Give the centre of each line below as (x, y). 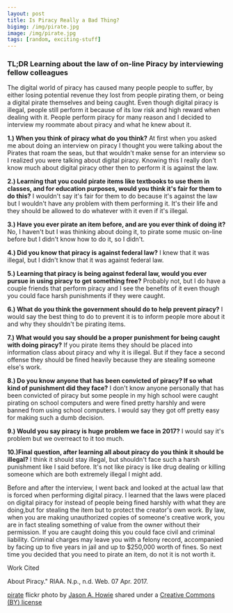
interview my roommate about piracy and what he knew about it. (99, 125)
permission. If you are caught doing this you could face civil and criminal (111, 532)
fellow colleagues (38, 72)
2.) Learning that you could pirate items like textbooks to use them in (109, 181)
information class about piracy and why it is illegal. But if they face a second (116, 352)
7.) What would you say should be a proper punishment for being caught (114, 338)
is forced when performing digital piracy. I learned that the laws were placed (116, 495)
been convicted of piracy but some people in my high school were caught (113, 396)
